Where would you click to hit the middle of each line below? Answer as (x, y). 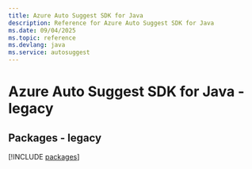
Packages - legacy (55, 138)
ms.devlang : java (37, 45)
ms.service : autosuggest (49, 52)
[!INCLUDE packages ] (44, 157)
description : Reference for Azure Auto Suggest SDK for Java (111, 23)
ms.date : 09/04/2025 (42, 30)
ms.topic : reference (42, 38)
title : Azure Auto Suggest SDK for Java (76, 15)
